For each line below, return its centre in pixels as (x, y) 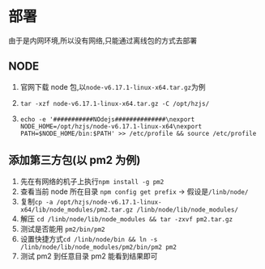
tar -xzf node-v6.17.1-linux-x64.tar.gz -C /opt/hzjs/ (115, 103)
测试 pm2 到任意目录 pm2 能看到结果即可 (89, 256)
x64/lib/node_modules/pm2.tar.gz (77, 210)
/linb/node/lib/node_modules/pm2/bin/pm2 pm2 (98, 247)
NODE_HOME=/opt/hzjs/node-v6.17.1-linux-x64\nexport (111, 126)
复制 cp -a (36, 201)
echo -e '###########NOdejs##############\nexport (107, 119)
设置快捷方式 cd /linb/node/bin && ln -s (89, 238)
